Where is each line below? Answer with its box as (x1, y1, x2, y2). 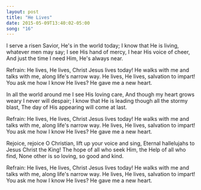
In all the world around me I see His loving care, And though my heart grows (6, 91, 195, 98)
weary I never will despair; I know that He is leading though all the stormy (6, 97, 188, 105)
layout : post (6, 8, 39, 15)
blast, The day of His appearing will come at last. (6, 103, 128, 111)
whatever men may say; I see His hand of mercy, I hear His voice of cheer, (6, 49, 191, 56)
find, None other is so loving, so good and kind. (6, 153, 124, 160)
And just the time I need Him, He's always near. (6, 55, 123, 62)
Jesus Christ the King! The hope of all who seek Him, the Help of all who (6, 146, 187, 153)
